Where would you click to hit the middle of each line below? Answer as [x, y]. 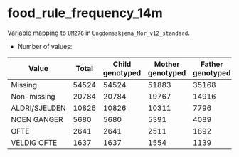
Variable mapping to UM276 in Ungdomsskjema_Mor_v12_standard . [99, 33]
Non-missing [33, 96]
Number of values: [45, 46]
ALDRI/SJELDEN [38, 108]
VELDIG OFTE [34, 142]
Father [212, 64]
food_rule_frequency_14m [85, 13]
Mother [167, 64]
